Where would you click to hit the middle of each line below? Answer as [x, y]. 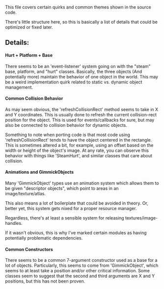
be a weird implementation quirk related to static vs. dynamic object [74, 82]
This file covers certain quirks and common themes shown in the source [78, 7]
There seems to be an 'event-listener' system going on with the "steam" [78, 66]
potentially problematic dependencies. [44, 238]
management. [19, 87]
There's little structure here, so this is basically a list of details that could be [82, 22]
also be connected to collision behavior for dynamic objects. [66, 125]
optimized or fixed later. [29, 27]
